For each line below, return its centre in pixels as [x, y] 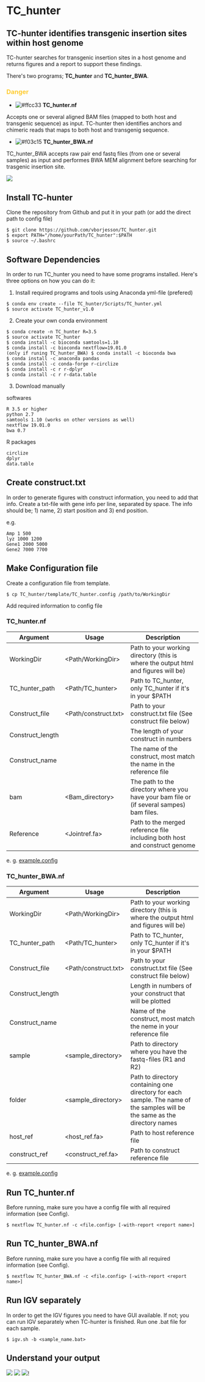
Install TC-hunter [40, 198]
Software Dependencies [53, 259]
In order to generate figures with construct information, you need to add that [102, 497]
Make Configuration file [52, 568]
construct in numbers [161, 739]
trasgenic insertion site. [36, 167]
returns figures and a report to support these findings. [74, 64]
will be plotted [150, 1001]
